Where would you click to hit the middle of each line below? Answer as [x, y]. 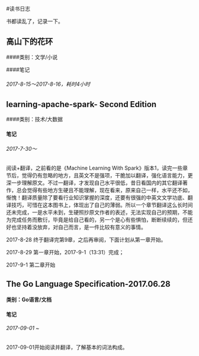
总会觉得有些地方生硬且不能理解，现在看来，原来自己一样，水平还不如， [105, 190]
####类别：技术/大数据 [35, 119]
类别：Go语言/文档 [29, 300]
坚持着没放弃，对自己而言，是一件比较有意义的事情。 [81, 227]
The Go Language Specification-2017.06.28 [88, 284]
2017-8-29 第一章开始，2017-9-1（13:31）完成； [65, 253]
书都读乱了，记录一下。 [35, 21]
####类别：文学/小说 [32, 57]
